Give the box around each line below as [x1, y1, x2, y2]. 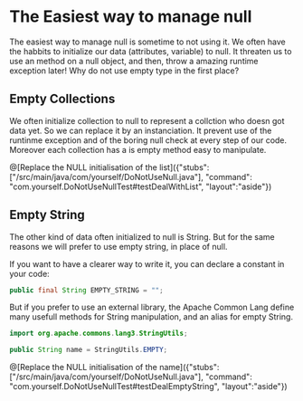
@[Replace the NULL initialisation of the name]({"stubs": [9, 362, 220, 373]
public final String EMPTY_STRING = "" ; [9, 285, 165, 295]
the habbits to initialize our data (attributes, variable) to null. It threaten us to [9, 45, 292, 56]
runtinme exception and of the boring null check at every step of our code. [9, 134, 288, 146]
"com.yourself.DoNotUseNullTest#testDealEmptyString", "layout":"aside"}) [9, 381, 288, 392]
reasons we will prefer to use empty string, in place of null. [9, 241, 228, 252]
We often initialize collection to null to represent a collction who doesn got [9, 115, 285, 126]
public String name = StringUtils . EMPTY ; [9, 346, 168, 355]
